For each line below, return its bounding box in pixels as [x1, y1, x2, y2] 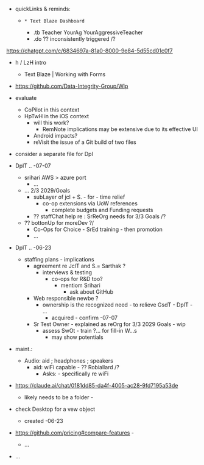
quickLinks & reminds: [15, 5, 71, 12]
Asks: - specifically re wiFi [42, 370, 109, 377]
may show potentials [51, 333, 104, 341]
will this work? [33, 119, 69, 126]
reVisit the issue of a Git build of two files [33, 138, 136, 146]
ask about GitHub [69, 288, 114, 295]
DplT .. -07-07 [15, 162, 51, 169]
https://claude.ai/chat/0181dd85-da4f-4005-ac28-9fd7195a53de [15, 382, 178, 389]
